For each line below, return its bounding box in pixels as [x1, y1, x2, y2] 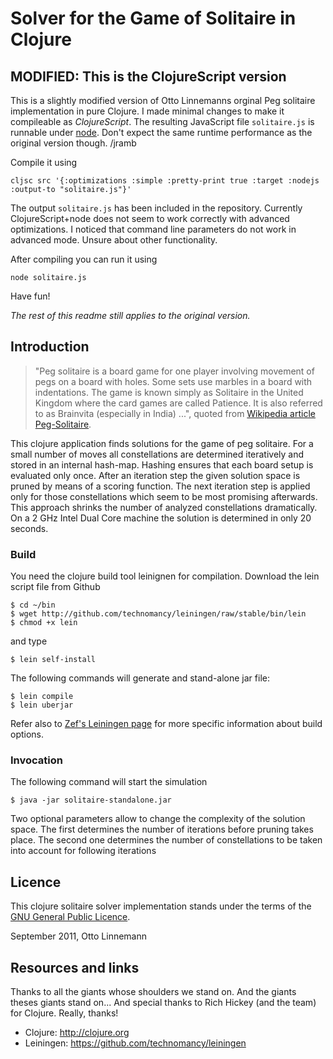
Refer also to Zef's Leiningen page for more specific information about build [10, 718, 323, 730]
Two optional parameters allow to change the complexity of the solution [10, 813, 306, 825]
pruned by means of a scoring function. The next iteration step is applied [10, 480, 311, 492]
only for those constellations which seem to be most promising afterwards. [10, 490, 318, 502]
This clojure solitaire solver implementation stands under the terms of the [10, 900, 312, 912]
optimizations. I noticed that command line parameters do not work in [10, 223, 297, 235]
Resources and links [10, 959, 140, 976]
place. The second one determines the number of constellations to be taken [10, 834, 323, 846]
